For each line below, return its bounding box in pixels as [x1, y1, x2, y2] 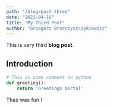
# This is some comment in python [6, 75, 92, 81]
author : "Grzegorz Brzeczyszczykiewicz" [6, 25, 108, 31]
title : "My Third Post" [6, 20, 65, 26]
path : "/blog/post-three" [6, 8, 70, 15]
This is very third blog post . [6, 42, 74, 49]
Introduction [6, 59, 54, 69]
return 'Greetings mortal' [17, 85, 84, 91]
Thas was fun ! [6, 96, 43, 103]
